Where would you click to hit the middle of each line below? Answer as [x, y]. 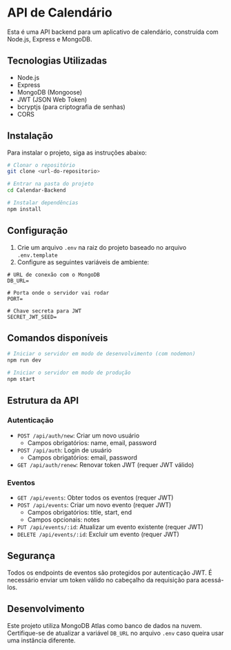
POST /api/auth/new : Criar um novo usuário [78, 435]
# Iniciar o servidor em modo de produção [69, 373]
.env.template [37, 255]
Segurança [31, 556]
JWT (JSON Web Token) [52, 99]
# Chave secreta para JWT [44, 311]
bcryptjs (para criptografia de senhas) [71, 107]
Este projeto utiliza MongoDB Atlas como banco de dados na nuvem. [104, 625]
